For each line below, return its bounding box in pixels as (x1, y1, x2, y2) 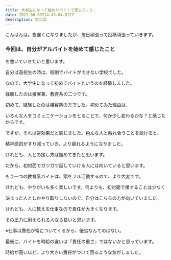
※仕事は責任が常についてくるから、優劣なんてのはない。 (5, 227, 124, 233)
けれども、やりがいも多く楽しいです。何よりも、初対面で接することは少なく (5, 184, 166, 190)
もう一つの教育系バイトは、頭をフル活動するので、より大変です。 (5, 173, 143, 179)
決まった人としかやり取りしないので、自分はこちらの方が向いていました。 (5, 195, 162, 201)
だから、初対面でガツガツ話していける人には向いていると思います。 (5, 162, 148, 169)
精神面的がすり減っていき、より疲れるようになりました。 (5, 140, 126, 147)
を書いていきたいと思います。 (5, 58, 68, 64)
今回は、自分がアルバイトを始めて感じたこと (5, 45, 115, 53)
